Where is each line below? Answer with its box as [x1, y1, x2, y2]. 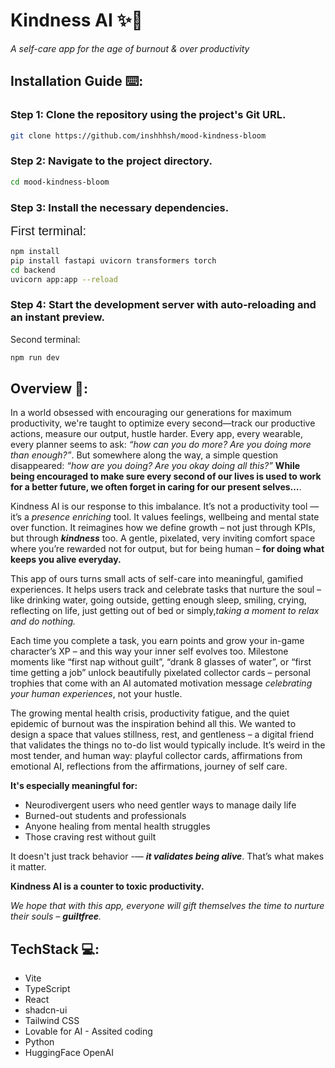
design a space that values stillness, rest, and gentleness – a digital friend [10, 729, 315, 741]
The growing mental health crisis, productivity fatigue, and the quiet [10, 707, 290, 719]
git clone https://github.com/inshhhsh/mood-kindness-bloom [10, 130, 267, 141]
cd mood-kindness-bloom [10, 177, 110, 187]
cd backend [10, 265, 56, 275]
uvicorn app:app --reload [10, 274, 118, 284]
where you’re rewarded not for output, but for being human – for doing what [10, 543, 325, 555]
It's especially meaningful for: [10, 780, 138, 792]
